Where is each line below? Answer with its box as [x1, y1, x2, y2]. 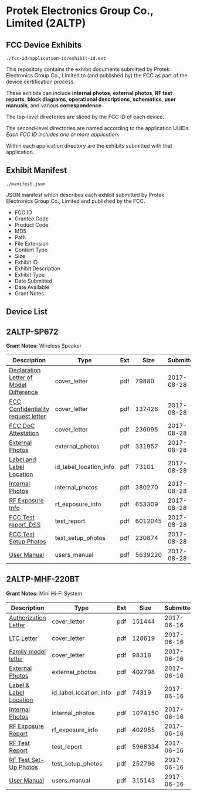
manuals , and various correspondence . [6, 102, 103, 109]
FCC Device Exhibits [6, 40, 82, 50]
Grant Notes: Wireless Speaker [6, 342, 82, 349]
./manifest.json [6, 181, 46, 187]
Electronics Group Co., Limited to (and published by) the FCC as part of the [6, 72, 188, 79]
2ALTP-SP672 [6, 326, 59, 336]
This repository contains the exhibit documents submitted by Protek [6, 66, 170, 73]
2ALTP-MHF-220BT [6, 574, 80, 584]
